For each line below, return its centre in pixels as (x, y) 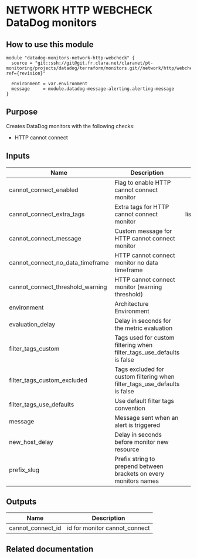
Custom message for (143, 231)
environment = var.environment (50, 83)
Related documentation (50, 549)
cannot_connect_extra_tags (47, 214)
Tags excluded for (139, 369)
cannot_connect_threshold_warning (58, 287)
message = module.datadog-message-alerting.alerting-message (93, 89)
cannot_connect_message (45, 238)
